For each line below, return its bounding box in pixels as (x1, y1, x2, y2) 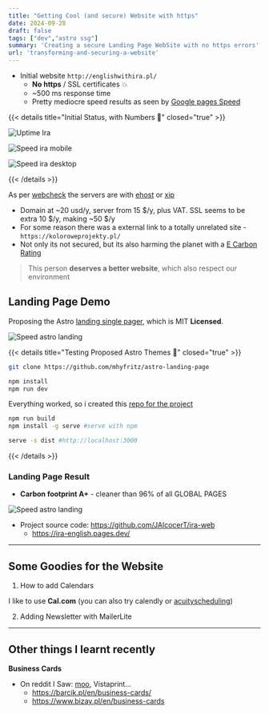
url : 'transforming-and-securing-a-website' (8, 49, 159, 57)
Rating (19, 248, 42, 257)
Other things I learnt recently (8, 642, 156, 656)
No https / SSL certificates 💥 (31, 79, 128, 89)
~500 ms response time (31, 89, 111, 98)
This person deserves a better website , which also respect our (27, 263, 238, 273)
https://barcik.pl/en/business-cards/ (31, 688, 152, 697)
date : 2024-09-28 (8, 19, 66, 27)
